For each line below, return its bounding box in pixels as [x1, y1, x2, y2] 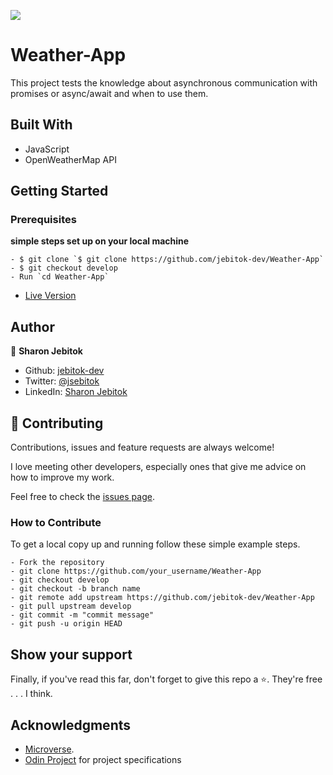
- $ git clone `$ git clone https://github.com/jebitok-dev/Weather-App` [10, 255, 325, 265]
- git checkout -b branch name [10, 584, 141, 594]
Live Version [24, 290, 77, 302]
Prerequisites [10, 213, 77, 227]
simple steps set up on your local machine [10, 235, 190, 247]
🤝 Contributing [10, 415, 104, 432]
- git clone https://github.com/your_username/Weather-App [10, 566, 262, 577]
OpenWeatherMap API [24, 153, 117, 165]
